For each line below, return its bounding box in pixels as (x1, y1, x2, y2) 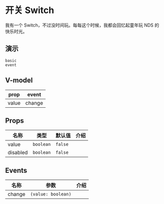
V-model (5, 76, 33, 85)
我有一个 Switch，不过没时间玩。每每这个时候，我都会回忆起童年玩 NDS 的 (5, 22, 159, 28)
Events (5, 166, 27, 174)
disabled (7, 149, 28, 156)
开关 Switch (5, 5, 54, 16)
